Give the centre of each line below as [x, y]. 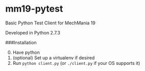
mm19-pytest [34, 9]
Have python [26, 52]
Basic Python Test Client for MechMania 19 [50, 23]
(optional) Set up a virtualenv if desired [54, 58]
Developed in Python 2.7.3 [33, 32]
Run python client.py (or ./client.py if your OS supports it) [76, 63]
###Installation [21, 42]
